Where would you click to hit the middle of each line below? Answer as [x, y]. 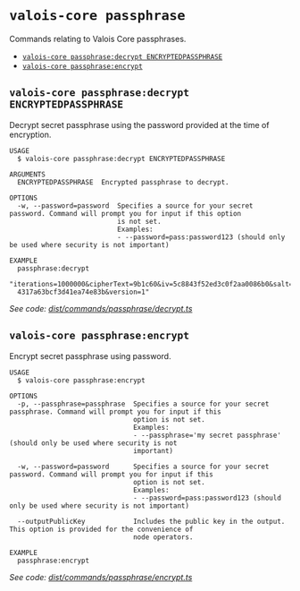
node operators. [163, 537]
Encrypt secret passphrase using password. [90, 355]
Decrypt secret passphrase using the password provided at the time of [139, 124]
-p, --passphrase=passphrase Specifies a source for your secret [143, 404]
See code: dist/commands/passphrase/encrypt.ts [101, 577]
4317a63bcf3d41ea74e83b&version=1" [83, 292]
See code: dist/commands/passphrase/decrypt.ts [101, 308]
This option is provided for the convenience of [101, 529]
